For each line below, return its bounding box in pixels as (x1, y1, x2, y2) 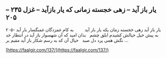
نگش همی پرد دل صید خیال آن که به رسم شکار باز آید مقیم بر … (6, 37, 129, 43)
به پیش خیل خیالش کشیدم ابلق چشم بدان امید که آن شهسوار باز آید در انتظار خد (6, 31, 158, 38)
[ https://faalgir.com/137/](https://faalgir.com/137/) (6, 46, 109, 53)
